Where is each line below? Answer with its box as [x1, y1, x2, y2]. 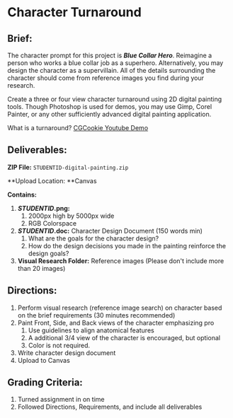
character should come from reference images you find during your [7, 74, 204, 82]
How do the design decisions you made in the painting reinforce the [28, 241, 227, 250]
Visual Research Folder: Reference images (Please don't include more [17, 256, 225, 265]
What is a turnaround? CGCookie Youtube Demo [7, 124, 149, 132]
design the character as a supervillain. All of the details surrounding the [7, 66, 216, 74]
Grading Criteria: [7, 376, 83, 389]
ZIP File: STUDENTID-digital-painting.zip [7, 163, 129, 171]
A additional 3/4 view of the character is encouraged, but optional [28, 333, 221, 342]
